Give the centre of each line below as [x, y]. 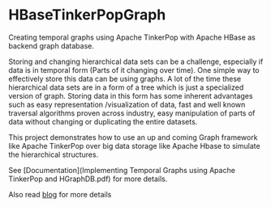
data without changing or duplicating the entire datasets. [103, 121]
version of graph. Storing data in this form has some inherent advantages [131, 95]
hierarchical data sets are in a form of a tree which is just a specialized [126, 87]
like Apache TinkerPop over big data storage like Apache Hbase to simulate [135, 146]
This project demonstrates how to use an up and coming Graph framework [133, 137]
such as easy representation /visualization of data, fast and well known [127, 104]
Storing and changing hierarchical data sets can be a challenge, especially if [136, 61]
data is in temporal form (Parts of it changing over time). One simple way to [134, 70]
